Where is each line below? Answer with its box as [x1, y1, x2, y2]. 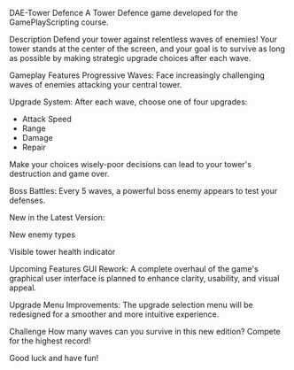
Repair [21, 142, 46, 152]
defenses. [9, 195, 46, 205]
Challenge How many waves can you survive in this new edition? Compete [9, 327, 281, 336]
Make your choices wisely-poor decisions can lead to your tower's [9, 159, 252, 169]
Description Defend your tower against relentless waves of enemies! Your [9, 35, 277, 44]
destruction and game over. [9, 168, 110, 179]
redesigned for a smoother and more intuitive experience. [9, 309, 220, 320]
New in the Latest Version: [9, 212, 105, 222]
